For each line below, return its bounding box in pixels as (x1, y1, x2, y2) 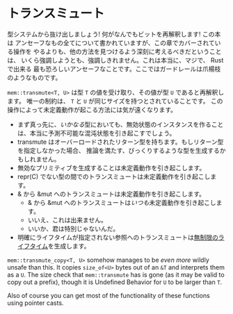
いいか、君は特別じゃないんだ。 (27, 224, 120, 233)
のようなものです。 (7, 73, 62, 81)
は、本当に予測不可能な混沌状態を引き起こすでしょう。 (17, 129, 176, 137)
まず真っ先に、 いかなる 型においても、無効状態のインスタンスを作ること (17, 120, 224, 129)
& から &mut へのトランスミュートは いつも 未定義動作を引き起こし (27, 198, 217, 206)
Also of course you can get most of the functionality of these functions (7, 291, 210, 299)
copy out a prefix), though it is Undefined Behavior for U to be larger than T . (7, 278, 223, 286)
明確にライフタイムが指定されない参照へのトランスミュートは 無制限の (17, 233, 219, 241)
